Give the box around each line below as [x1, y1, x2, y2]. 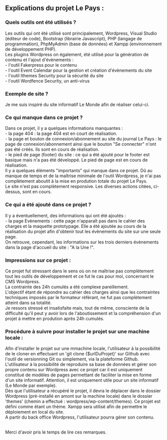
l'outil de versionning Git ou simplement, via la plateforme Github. [5, 356, 139, 362]
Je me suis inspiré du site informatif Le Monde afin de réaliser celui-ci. [5, 102, 150, 108]
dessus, [5, 189, 21, 195]
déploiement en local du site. [5, 409, 65, 415]
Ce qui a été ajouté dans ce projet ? [5, 201, 91, 208]
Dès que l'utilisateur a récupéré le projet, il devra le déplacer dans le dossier [5, 388, 161, 394]
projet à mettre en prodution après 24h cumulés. [5, 316, 104, 322]
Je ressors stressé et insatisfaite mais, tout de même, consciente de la [5, 305, 150, 311]
